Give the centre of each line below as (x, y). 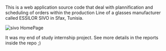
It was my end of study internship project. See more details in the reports (82, 38)
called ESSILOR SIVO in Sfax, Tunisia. (44, 18)
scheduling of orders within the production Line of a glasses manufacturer (83, 13)
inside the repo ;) (23, 43)
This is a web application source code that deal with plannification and (79, 7)
